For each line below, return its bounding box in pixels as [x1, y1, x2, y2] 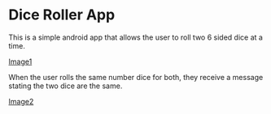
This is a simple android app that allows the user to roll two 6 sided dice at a [8, 32, 263, 42]
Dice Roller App [8, 6, 116, 24]
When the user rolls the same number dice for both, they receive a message [8, 72, 264, 82]
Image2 [8, 96, 34, 106]
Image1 [8, 57, 33, 66]
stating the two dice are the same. [8, 81, 123, 91]
